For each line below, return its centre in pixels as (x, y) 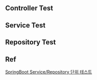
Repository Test (31, 42)
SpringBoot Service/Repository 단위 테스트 (48, 71)
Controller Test (29, 8)
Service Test (25, 25)
